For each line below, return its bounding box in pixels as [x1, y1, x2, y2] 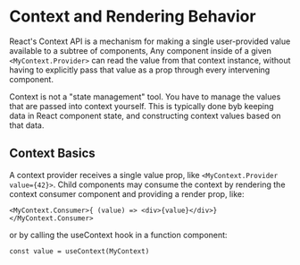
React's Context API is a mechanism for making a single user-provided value [9, 36, 291, 47]
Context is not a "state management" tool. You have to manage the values [9, 91, 281, 102]
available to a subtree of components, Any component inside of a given [9, 45, 272, 56]
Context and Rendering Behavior [9, 6, 256, 27]
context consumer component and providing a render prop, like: [9, 188, 245, 199]
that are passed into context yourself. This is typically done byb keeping [9, 100, 274, 111]
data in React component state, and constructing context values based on [9, 110, 281, 121]
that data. [9, 119, 45, 131]
